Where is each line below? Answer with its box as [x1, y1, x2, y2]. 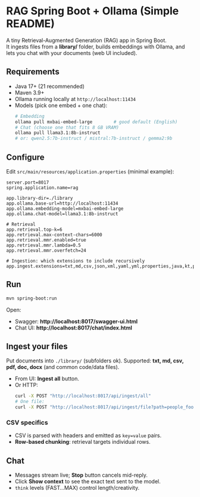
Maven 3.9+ [14, 89, 45, 96]
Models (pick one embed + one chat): [14, 102, 108, 109]
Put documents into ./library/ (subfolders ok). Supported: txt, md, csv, [6, 357, 184, 364]
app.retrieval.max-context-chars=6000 [6, 231, 102, 237]
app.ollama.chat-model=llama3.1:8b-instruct [6, 211, 118, 217]
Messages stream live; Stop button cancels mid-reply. [14, 471, 148, 479]
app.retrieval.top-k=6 [6, 226, 62, 233]
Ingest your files [6, 342, 68, 352]
